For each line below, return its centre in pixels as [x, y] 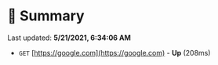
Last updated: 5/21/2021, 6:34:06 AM [69, 38]
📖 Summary [46, 16]
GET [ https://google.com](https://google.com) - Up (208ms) [114, 52]
